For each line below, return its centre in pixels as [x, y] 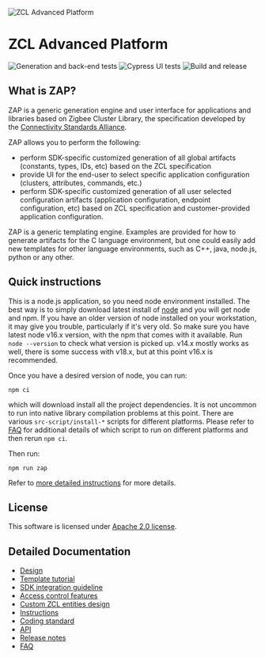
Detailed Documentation [70, 552]
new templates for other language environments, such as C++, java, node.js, [132, 249]
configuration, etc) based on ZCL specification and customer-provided [135, 208]
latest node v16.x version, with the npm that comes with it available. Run [125, 335]
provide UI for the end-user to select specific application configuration [135, 174]
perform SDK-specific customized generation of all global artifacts [127, 158]
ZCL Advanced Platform [88, 44]
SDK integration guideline [61, 588]
